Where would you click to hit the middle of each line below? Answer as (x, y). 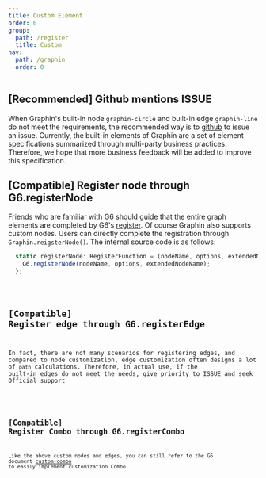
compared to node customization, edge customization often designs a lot (133, 360)
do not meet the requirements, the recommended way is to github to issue (129, 127)
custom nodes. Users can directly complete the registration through (119, 234)
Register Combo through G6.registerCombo (96, 432)
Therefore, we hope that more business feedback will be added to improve (130, 152)
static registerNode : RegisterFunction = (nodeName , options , (120, 257)
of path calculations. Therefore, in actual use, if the (103, 367)
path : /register (42, 38)
